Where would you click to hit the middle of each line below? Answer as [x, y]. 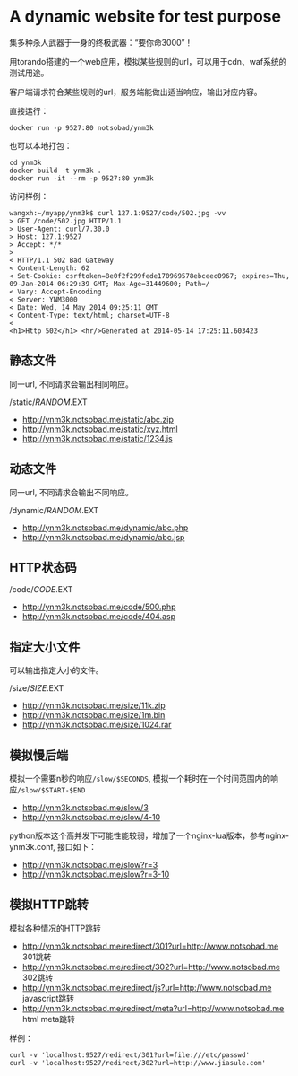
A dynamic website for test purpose [145, 17]
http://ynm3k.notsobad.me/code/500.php [99, 607]
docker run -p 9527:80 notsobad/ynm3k [81, 127]
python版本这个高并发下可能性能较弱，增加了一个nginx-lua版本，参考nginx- [149, 835]
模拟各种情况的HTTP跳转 [55, 928]
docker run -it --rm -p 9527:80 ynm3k [81, 178]
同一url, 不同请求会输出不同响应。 [72, 492]
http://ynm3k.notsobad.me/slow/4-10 [91, 817]
